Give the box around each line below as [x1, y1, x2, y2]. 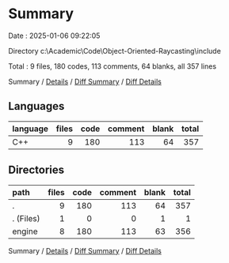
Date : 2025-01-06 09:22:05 [8, 31, 101, 40]
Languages [8, 100, 65, 113]
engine [12, 226, 38, 237]
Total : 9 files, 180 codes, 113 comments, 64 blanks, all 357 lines [8, 61, 216, 71]
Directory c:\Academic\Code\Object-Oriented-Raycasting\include [8, 46, 222, 55]
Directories [8, 163, 65, 177]
